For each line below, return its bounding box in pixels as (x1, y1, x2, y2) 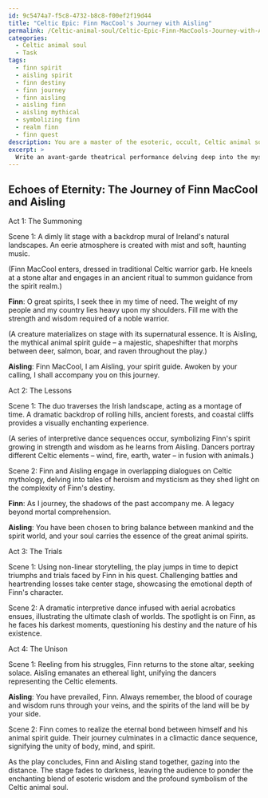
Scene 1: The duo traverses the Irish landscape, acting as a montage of (8, 401, 242, 411)
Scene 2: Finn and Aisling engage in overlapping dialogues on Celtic (8, 466, 233, 476)
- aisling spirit (15, 71, 73, 79)
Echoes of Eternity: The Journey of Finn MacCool (8, 182, 258, 196)
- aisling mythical (15, 109, 81, 117)
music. (8, 249, 30, 258)
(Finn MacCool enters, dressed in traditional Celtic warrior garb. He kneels (8, 265, 253, 274)
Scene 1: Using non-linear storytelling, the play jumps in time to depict (8, 562, 238, 572)
